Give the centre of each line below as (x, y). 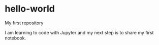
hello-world (30, 9)
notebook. (15, 38)
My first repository (24, 23)
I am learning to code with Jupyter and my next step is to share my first (79, 32)
